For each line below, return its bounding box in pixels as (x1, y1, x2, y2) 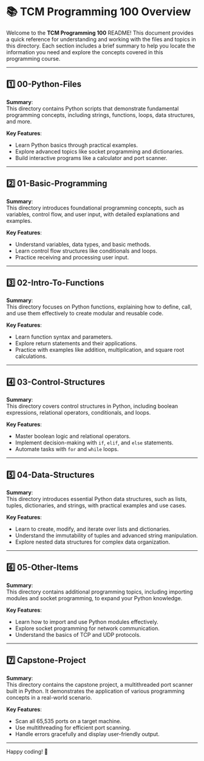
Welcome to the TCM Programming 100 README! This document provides (6, 29, 194, 37)
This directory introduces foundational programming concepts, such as (6, 204, 185, 211)
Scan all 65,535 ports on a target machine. (15, 717, 121, 724)
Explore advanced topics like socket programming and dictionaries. (15, 147, 184, 155)
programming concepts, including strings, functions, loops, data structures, (6, 111, 195, 119)
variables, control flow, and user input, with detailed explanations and (6, 211, 180, 218)
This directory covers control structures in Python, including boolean (6, 402, 178, 410)
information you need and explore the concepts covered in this (6, 48, 163, 55)
